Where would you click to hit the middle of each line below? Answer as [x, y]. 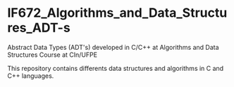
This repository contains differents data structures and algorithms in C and [116, 68]
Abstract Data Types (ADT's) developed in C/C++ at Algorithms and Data [113, 47]
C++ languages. [31, 76]
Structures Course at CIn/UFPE [52, 55]
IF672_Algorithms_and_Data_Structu [117, 13]
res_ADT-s [39, 28]
